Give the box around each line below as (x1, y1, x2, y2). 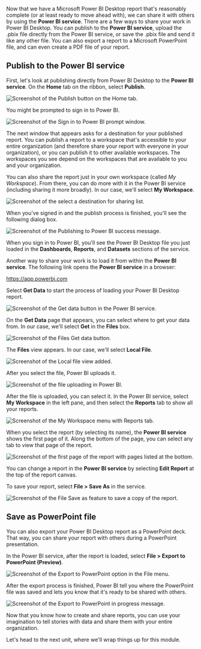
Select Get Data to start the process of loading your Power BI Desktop (6, 287, 180, 294)
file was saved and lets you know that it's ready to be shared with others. (6, 588, 187, 596)
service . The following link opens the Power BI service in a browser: (6, 263, 176, 270)
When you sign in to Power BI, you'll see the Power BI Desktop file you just (6, 239, 190, 246)
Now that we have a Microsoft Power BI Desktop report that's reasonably (6, 5, 187, 12)
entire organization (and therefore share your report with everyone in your (6, 142, 189, 150)
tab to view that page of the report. (6, 441, 93, 448)
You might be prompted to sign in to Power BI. (6, 106, 120, 114)
